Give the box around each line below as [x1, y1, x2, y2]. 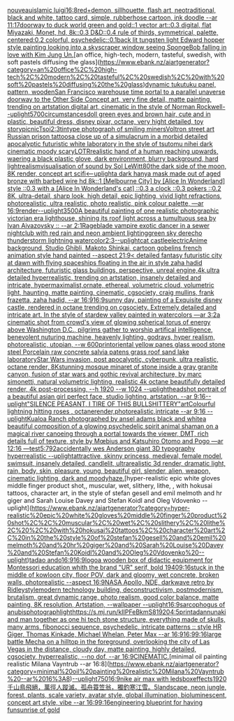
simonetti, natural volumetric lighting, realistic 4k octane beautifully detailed [7, 378, 226, 385]
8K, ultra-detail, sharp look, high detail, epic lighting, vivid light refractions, [7, 192, 222, 200]
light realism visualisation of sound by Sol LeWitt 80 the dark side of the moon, [7, 162, 227, 170]
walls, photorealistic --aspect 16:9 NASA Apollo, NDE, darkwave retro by [7, 578, 214, 586]
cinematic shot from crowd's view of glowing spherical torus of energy [7, 318, 211, 326]
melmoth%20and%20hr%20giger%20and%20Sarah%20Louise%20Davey [7, 541, 224, 549]
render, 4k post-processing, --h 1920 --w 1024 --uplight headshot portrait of [7, 385, 227, 393]
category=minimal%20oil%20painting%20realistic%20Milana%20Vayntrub [7, 667, 225, 676]
